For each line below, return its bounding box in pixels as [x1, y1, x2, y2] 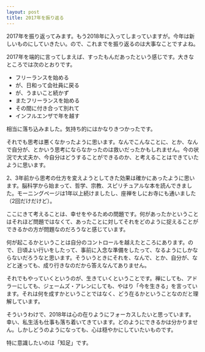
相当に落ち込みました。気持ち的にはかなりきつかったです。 [6, 125, 156, 132]
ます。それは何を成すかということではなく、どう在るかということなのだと [6, 289, 193, 297]
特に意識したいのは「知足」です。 [6, 339, 92, 346]
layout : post [6, 9, 40, 15]
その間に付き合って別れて [15, 104, 80, 112]
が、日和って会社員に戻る [15, 81, 80, 89]
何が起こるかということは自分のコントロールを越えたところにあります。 [6, 239, 188, 246]
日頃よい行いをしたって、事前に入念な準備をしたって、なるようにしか [17, 246, 193, 253]
